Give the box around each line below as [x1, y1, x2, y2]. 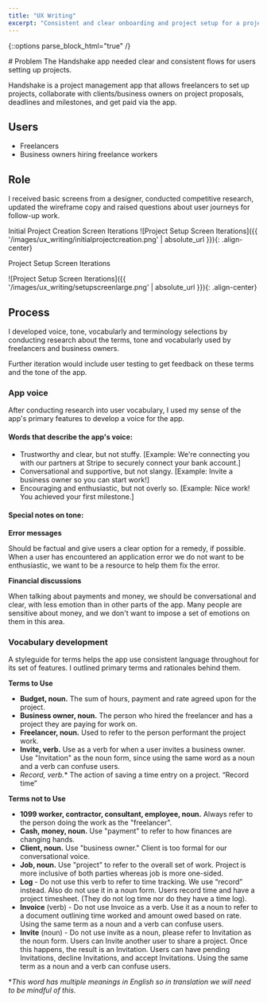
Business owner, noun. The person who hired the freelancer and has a [19, 710, 253, 720]
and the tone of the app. [8, 367, 87, 377]
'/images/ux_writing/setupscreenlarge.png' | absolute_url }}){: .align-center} [8, 283, 257, 292]
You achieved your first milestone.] [19, 492, 134, 501]
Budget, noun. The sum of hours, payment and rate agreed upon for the [19, 693, 257, 703]
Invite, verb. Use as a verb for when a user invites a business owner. [19, 744, 246, 754]
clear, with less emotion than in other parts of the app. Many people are [8, 599, 242, 609]
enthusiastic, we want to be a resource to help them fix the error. [8, 560, 220, 570]
